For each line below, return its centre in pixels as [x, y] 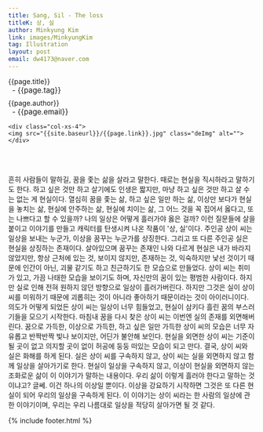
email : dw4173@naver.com [49, 60]
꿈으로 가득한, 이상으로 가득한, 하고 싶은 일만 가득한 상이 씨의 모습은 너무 [135, 326]
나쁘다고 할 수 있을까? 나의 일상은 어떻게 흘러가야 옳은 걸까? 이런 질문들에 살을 [136, 218]
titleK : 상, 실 [31, 23]
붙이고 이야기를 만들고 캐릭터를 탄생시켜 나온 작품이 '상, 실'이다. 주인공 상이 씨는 [130, 228]
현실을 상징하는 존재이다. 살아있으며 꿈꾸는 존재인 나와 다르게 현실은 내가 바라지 [130, 248]
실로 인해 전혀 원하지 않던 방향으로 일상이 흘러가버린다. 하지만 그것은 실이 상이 [135, 287]
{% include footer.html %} [50, 420]
